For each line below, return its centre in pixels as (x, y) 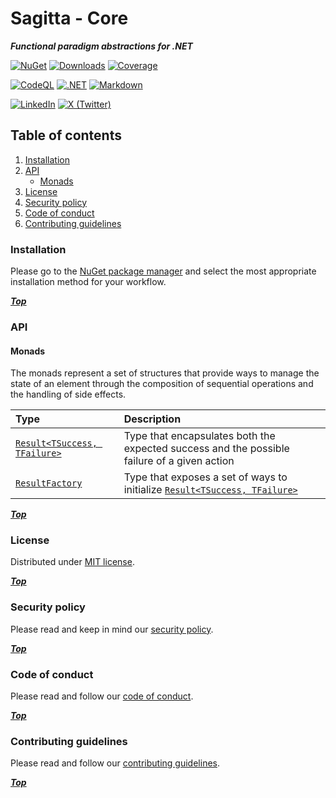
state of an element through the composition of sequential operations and (162, 384)
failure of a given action (179, 461)
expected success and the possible (206, 449)
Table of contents (66, 135)
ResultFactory (49, 483)
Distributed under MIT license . (72, 562)
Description (152, 419)
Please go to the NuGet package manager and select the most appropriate (163, 271)
